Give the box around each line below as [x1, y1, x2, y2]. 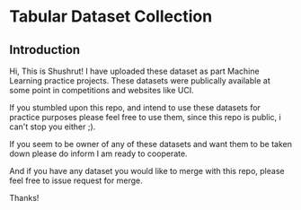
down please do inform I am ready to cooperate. [9, 148, 188, 159]
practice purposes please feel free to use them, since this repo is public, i [9, 112, 281, 122]
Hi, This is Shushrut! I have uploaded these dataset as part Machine [9, 66, 260, 76]
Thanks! [9, 193, 40, 203]
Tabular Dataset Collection [9, 6, 213, 27]
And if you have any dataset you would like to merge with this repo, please [9, 166, 285, 176]
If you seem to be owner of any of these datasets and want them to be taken [9, 139, 292, 149]
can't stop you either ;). [9, 121, 96, 132]
